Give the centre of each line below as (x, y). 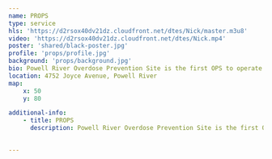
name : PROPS (28, 16)
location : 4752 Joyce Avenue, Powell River (83, 76)
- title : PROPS (49, 121)
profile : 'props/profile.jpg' (59, 53)
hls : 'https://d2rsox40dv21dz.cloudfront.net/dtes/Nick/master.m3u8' (128, 31)
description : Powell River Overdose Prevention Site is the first (144, 128)
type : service (32, 23)
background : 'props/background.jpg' (70, 61)
